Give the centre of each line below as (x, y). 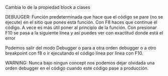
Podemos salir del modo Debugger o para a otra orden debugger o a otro (81, 48)
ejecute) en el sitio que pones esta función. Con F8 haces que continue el (81, 22)
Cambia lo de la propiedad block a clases (48, 7)
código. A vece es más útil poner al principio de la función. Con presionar (81, 27)
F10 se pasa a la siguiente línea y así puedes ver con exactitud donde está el (84, 33)
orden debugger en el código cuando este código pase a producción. (77, 68)
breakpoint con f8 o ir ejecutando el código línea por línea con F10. (74, 53)
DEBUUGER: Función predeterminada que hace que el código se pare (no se (84, 17)
